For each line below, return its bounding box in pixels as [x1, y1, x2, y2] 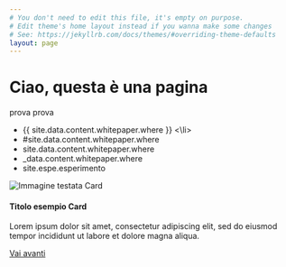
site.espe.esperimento [22, 163, 106, 174]
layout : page [9, 38, 59, 48]
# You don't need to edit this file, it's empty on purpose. [9, 13, 244, 23]
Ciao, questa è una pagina [9, 78, 208, 97]
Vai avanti [9, 248, 46, 259]
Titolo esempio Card [9, 200, 88, 212]
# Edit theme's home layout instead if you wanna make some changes [9, 22, 272, 31]
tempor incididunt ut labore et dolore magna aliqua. [9, 231, 200, 242]
